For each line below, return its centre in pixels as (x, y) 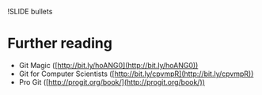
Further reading (60, 44)
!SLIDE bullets (30, 11)
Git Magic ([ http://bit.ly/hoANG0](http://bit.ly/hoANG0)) (108, 65)
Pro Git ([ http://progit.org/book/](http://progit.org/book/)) (112, 82)
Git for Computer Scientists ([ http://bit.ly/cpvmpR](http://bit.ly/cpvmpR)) (136, 74)
